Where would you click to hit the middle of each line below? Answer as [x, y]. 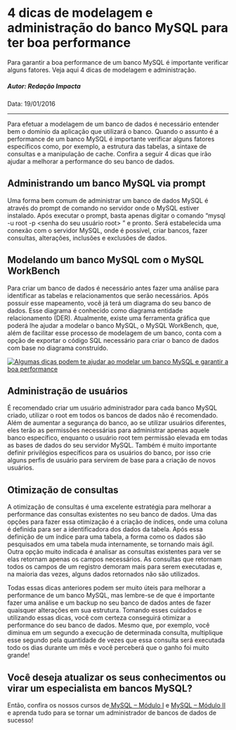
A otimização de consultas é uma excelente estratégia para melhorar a [110, 507]
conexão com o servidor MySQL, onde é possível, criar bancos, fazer [107, 230]
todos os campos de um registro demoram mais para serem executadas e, [115, 567]
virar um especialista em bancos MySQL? [100, 688]
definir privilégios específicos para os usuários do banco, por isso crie [109, 453]
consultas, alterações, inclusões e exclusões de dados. [87, 238]
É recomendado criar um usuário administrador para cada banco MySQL [112, 408]
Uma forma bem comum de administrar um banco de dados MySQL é [108, 200]
